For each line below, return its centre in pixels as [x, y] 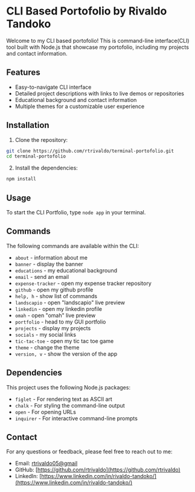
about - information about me [51, 257]
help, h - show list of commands [56, 296]
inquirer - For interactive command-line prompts [76, 418]
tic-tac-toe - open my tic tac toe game [64, 341]
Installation [28, 125]
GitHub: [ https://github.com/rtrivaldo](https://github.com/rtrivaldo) [98, 470]
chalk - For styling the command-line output [70, 405]
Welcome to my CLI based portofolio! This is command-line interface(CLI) [98, 40]
